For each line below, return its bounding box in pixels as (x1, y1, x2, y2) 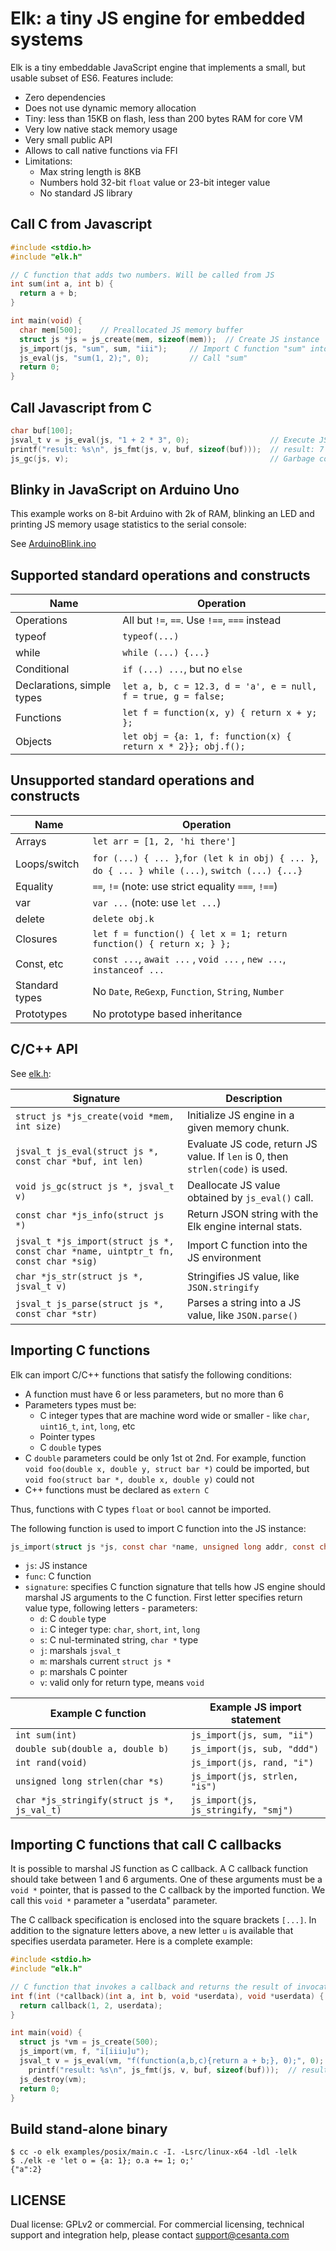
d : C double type (39, 1613, 107, 1625)
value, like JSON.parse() (186, 1308, 299, 1322)
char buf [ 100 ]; (10, 425, 74, 436)
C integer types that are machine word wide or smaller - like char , (39, 1409, 310, 1421)
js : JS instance (24, 1560, 88, 1572)
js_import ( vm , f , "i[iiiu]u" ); (19, 2047, 150, 2057)
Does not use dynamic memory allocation (24, 102, 197, 114)
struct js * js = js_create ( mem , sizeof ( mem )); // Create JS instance (19, 334, 320, 344)
